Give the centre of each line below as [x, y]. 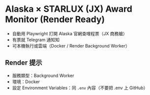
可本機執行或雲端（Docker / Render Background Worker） [71, 46]
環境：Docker [26, 81]
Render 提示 [24, 63]
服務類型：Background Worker [43, 75]
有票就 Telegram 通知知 [36, 40]
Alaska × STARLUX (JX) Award [69, 9]
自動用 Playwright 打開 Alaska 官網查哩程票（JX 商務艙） [70, 33]
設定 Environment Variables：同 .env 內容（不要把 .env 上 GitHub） [80, 88]
